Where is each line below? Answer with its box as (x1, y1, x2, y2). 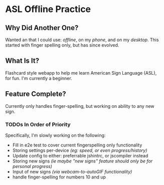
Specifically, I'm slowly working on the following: (5, 132, 106, 138)
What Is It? (5, 57, 39, 65)
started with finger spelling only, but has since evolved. (5, 42, 119, 48)
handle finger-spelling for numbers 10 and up (12, 174, 106, 180)
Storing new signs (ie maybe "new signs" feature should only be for (12, 158, 153, 164)
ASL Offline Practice (5, 4, 91, 15)
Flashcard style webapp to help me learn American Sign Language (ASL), (5, 70, 157, 76)
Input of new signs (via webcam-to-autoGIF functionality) (12, 168, 132, 174)
